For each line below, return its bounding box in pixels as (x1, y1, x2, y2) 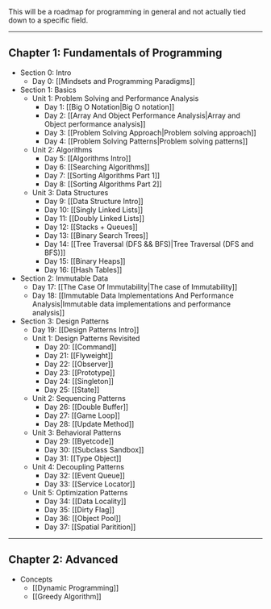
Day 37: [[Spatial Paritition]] (44, 522, 136, 532)
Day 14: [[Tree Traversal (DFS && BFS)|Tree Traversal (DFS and (44, 239, 254, 248)
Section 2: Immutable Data (19, 273, 109, 283)
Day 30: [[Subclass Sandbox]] (44, 444, 144, 454)
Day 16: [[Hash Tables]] (44, 265, 123, 274)
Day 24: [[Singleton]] (44, 376, 115, 386)
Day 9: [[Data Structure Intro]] (44, 196, 144, 206)
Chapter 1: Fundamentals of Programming (8, 46, 223, 60)
